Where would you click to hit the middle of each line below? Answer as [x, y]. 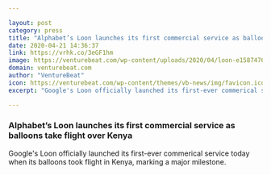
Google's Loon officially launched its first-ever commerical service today [129, 153]
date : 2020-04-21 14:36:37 [54, 45]
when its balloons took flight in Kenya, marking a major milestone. [117, 161]
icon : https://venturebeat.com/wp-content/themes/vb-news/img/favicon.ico [137, 83]
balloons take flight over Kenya [71, 135]
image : [19, 60]
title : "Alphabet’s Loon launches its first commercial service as [124, 38]
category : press [35, 30]
